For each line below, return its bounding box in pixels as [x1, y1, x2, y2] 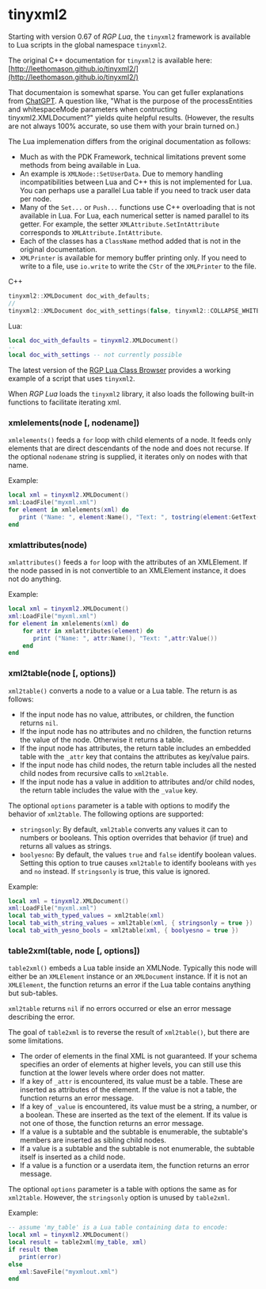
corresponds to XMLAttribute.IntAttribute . [19, 227, 163, 237]
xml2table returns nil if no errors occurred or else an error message [8, 1004, 232, 1013]
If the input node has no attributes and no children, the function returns [19, 726, 252, 736]
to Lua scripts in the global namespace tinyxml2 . [8, 40, 168, 49]
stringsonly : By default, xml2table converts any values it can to [19, 824, 228, 834]
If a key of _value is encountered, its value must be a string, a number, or [19, 1102, 257, 1112]
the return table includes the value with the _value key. [19, 785, 198, 795]
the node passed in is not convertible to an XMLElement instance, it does [8, 566, 247, 576]
